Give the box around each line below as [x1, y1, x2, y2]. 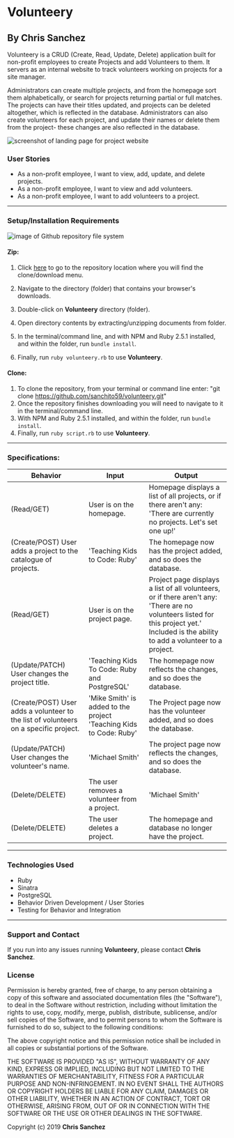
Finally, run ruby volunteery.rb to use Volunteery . [17, 353, 163, 361]
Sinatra [17, 883, 38, 892]
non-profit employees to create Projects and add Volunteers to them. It [7, 58, 210, 66]
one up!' [148, 526, 176, 536]
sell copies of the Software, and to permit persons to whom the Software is [7, 1015, 223, 1024]
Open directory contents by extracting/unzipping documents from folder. [17, 318, 226, 327]
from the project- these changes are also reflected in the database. [7, 123, 200, 131]
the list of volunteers [10, 715, 78, 725]
